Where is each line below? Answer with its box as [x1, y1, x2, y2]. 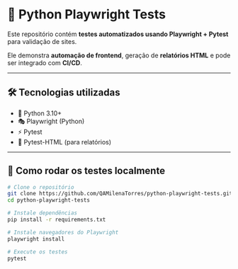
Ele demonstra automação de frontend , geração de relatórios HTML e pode [7, 51, 231, 59]
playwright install [7, 235, 65, 243]
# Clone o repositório [7, 183, 74, 190]
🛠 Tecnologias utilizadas [7, 86, 120, 98]
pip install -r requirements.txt [7, 216, 106, 224]
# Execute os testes [7, 248, 69, 256]
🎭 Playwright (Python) [17, 117, 85, 125]
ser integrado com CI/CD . [7, 58, 83, 67]
